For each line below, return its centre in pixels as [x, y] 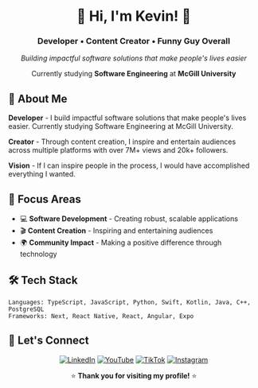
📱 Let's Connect [49, 341]
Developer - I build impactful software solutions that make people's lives [127, 118]
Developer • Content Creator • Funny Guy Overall [134, 41]
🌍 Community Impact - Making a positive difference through [121, 242]
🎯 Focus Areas [45, 199]
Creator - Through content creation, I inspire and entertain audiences [122, 142]
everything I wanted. [42, 174]
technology [38, 254]
